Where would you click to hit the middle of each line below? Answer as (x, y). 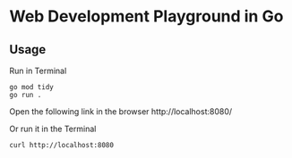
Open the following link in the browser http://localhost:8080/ (121, 112)
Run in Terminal (38, 71)
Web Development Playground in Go (146, 17)
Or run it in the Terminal (53, 129)
